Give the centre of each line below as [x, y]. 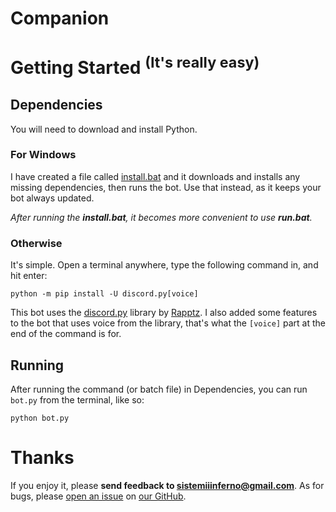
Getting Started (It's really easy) [135, 66]
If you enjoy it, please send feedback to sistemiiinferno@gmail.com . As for [167, 485]
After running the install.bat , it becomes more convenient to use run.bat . [161, 217]
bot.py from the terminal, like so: [77, 399]
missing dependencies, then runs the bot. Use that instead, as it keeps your [166, 187]
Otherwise [36, 243]
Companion [60, 18]
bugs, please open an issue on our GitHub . [98, 496]
